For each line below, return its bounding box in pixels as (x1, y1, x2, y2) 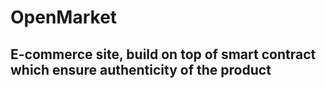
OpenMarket (10, 6, 118, 29)
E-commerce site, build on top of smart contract (10, 46, 317, 63)
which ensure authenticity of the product (10, 61, 272, 78)
